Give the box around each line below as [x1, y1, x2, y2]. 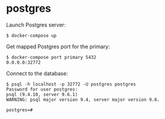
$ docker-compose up [6, 32, 57, 38]
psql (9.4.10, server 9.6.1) [6, 91, 78, 97]
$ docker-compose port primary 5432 [6, 54, 96, 60]
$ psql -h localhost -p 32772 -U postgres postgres [6, 81, 136, 87]
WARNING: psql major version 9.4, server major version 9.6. [6, 97, 160, 103]
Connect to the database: [6, 70, 68, 77]
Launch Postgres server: [6, 21, 66, 28]
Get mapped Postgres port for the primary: [6, 43, 111, 50]
